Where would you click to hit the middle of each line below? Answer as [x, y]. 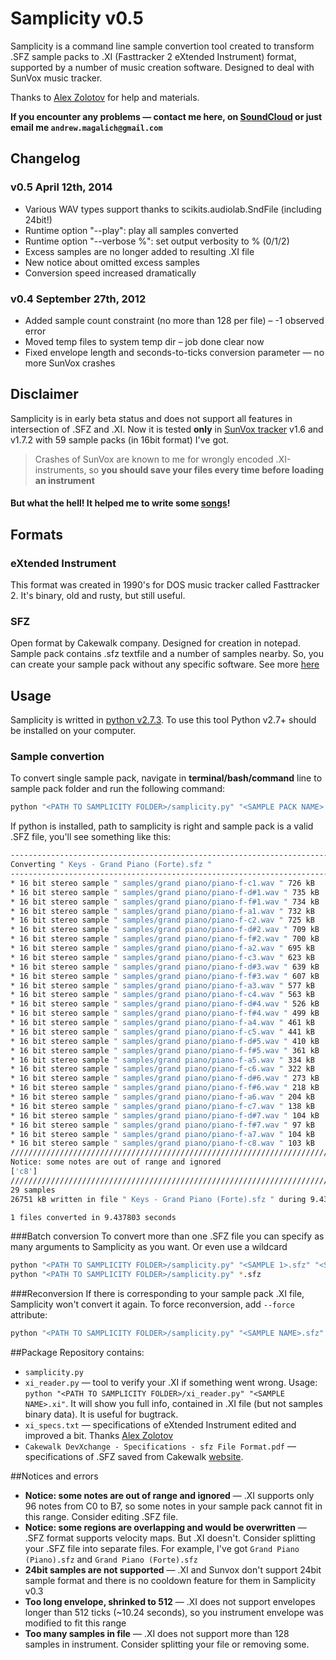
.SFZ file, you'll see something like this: [91, 837]
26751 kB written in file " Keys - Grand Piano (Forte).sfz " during [158, 1199]
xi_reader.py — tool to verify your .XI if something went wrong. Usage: [171, 1383]
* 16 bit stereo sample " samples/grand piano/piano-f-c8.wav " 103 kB [162, 1143]
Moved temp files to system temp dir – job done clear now [144, 341]
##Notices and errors [54, 1476]
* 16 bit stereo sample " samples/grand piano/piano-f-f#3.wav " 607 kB [165, 976]
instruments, [60, 469]
